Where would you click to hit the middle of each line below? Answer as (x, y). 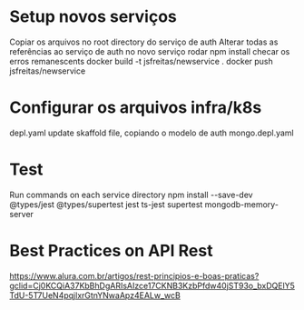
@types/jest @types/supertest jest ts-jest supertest (106, 204)
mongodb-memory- (242, 204)
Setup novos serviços (93, 17)
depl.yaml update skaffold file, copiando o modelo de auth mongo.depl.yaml (152, 133)
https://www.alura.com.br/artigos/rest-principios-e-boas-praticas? (134, 275)
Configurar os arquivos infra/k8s (136, 108)
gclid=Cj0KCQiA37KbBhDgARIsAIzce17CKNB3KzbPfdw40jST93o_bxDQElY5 (152, 285)
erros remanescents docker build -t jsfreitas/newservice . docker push (142, 61)
